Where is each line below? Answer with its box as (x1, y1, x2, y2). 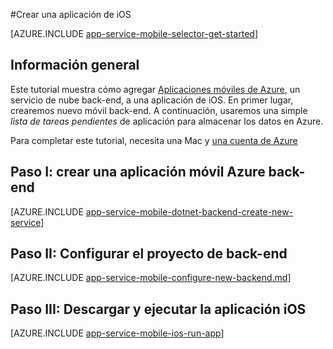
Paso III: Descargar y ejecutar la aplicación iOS (10, 300, 307, 318)
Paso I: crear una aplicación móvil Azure (10, 164, 266, 181)
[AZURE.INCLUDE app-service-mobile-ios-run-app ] (10, 327, 225, 339)
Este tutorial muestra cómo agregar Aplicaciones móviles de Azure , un (10, 83, 301, 95)
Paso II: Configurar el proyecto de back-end (10, 245, 288, 263)
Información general (10, 57, 140, 74)
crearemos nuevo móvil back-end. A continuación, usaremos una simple (10, 104, 308, 116)
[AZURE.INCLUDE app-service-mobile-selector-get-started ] (10, 28, 259, 39)
